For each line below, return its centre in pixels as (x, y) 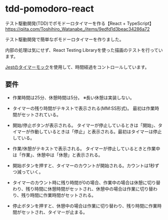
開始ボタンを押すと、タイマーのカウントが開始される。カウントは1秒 (83, 165)
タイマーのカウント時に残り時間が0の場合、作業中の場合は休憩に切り (84, 182)
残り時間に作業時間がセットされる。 (59, 195)
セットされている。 (41, 114)
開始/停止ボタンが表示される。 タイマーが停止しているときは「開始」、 (85, 125)
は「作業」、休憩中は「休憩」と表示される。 (57, 155)
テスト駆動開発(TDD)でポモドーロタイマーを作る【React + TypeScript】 (79, 23)
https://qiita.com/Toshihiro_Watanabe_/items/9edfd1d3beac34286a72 (77, 29)
